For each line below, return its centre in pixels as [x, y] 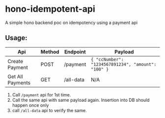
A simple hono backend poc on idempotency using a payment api [71, 23]
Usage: [16, 38]
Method [50, 51]
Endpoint [75, 51]
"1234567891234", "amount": [124, 64]
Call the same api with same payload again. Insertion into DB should [81, 100]
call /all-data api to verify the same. [49, 110]
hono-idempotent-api [50, 9]
